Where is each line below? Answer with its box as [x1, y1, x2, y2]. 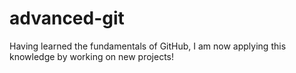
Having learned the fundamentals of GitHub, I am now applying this [9, 40, 287, 52]
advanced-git [9, 7, 125, 30]
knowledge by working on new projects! [9, 50, 175, 62]
